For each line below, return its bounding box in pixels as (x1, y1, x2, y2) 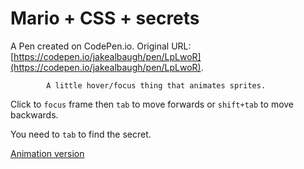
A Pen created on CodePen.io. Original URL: (10, 40, 192, 52)
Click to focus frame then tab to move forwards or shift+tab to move (10, 98, 295, 110)
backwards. (10, 108, 59, 121)
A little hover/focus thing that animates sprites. (46, 80, 267, 91)
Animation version (10, 147, 85, 159)
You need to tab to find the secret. (10, 128, 152, 140)
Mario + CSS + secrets (10, 7, 200, 30)
